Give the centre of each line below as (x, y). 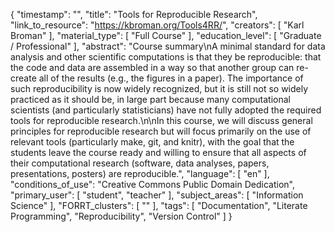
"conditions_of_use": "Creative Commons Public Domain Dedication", (152, 184)
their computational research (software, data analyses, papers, (140, 163)
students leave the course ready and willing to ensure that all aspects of (158, 152)
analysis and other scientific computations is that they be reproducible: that (166, 57)
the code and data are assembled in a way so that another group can (152, 67)
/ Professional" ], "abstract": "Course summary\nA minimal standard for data (168, 46)
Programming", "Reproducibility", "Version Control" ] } (121, 216)
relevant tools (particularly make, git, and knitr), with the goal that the (152, 142)
